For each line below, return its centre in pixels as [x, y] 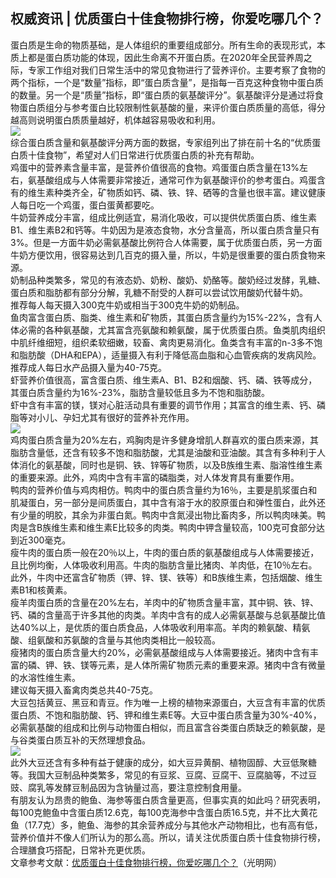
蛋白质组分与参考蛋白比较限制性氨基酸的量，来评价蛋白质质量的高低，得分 [172, 107]
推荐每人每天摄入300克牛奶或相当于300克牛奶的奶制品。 [127, 305]
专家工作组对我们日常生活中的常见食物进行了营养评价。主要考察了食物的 [176, 70]
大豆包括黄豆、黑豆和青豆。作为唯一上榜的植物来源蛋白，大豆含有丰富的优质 [168, 702]
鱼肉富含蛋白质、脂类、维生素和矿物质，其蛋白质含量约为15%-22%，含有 [162, 317]
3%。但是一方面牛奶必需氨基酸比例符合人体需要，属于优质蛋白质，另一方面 [166, 242]
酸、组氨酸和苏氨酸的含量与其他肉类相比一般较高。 [115, 640]
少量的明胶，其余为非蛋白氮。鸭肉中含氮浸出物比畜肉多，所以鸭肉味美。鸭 [172, 515]
